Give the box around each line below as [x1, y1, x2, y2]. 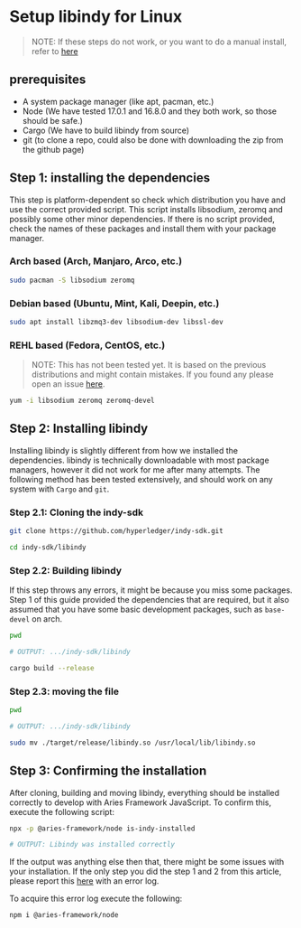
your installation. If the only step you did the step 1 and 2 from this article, [9, 866, 282, 877]
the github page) [22, 144, 85, 155]
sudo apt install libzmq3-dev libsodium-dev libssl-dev [9, 318, 223, 327]
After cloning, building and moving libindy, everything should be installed [9, 787, 280, 798]
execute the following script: [9, 806, 115, 817]
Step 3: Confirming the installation [9, 764, 207, 779]
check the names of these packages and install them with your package [9, 223, 277, 234]
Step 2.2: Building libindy [9, 564, 123, 576]
